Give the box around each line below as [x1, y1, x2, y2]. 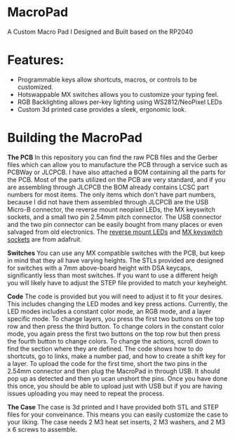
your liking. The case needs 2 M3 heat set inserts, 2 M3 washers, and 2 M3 [7, 417, 226, 426]
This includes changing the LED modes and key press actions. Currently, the [7, 299, 228, 308]
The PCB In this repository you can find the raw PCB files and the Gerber [7, 152, 218, 162]
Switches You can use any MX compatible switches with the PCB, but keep [7, 249, 226, 257]
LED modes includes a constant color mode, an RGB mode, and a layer [7, 307, 212, 315]
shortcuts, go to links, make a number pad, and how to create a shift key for [7, 352, 226, 360]
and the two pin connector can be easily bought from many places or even [7, 220, 223, 228]
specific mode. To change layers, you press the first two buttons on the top [7, 314, 224, 323]
